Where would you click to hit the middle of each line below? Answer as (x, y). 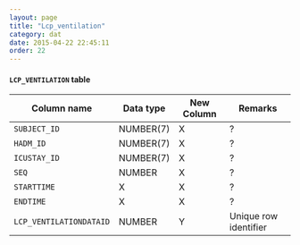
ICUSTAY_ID (37, 158)
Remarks (258, 108)
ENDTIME (30, 202)
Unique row (254, 216)
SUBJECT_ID (37, 129)
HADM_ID (30, 144)
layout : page (33, 17)
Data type (144, 108)
